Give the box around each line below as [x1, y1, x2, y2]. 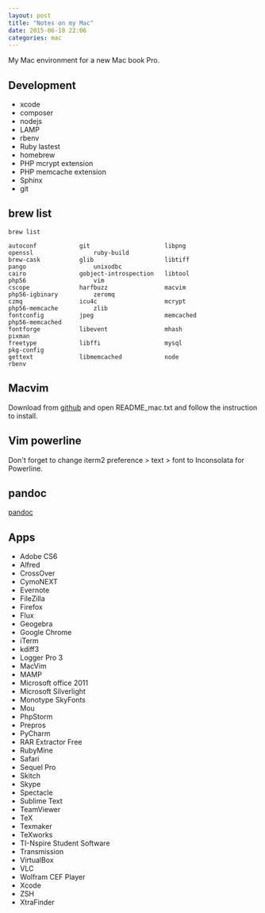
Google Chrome [19, 628, 72, 638]
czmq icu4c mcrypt [8, 297, 186, 306]
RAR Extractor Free [19, 738, 83, 747]
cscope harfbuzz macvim [8, 283, 186, 291]
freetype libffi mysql [8, 339, 182, 347]
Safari [19, 754, 40, 764]
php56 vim [8, 276, 105, 284]
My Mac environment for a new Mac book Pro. [8, 56, 160, 65]
